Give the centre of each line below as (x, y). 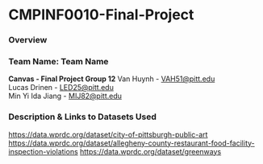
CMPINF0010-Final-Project (101, 15)
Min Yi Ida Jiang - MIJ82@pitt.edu (65, 96)
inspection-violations (43, 151)
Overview (28, 40)
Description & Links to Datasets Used (83, 117)
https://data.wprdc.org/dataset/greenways (150, 151)
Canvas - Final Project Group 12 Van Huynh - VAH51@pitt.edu (112, 79)
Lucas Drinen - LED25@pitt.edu (61, 88)
